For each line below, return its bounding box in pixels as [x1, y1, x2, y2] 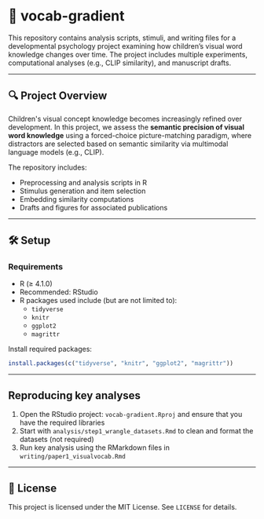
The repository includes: [8, 163, 87, 172]
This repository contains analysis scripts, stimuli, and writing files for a [8, 33, 236, 42]
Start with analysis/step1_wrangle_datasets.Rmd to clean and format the [19, 426, 254, 436]
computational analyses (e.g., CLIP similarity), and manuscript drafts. [8, 58, 232, 68]
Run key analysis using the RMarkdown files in [19, 443, 170, 452]
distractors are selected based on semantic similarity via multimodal [8, 139, 229, 148]
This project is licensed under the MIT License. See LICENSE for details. [8, 502, 237, 511]
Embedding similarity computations [19, 194, 134, 203]
